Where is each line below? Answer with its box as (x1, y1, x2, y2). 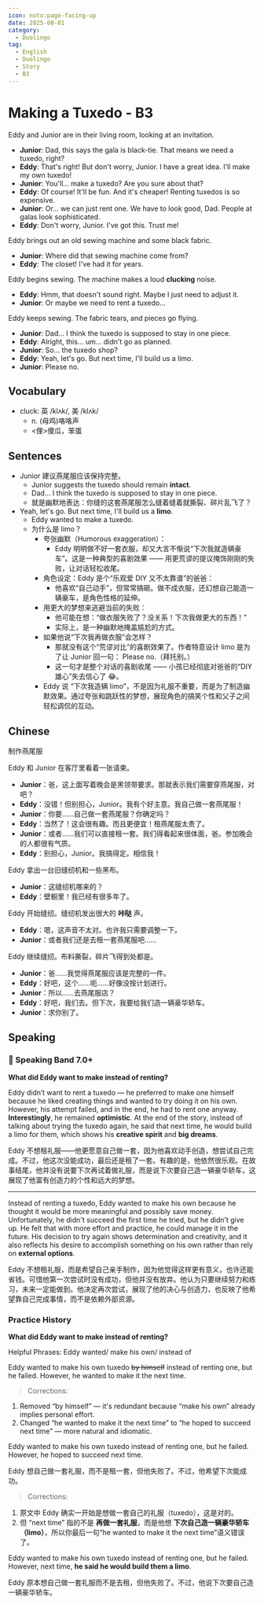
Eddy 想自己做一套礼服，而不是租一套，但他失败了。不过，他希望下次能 (8, 1466, 240, 1475)
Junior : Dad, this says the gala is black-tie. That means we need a (19, 145, 234, 154)
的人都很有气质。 (19, 839, 75, 848)
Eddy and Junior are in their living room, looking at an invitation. (8, 130, 214, 139)
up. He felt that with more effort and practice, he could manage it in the (8, 1223, 238, 1233)
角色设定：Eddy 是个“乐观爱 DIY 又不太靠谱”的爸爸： (42, 573, 214, 583)
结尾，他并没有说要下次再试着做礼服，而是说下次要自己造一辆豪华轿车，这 (14, 1165, 256, 1175)
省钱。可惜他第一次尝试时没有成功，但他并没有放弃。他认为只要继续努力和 (8, 1275, 249, 1284)
